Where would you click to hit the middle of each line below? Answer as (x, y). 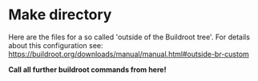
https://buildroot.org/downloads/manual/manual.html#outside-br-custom (129, 54)
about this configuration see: (56, 45)
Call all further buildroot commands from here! (87, 69)
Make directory (60, 15)
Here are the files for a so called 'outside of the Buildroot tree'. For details (129, 37)
